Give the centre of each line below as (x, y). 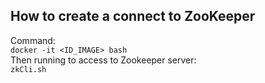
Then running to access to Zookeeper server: (103, 60)
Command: (33, 40)
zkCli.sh (28, 69)
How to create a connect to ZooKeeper (133, 16)
